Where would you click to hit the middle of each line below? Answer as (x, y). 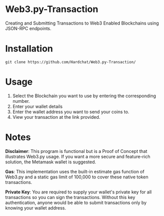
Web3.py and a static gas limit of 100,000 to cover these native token (77, 177)
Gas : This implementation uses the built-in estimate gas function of (75, 171)
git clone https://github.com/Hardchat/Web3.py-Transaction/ (71, 62)
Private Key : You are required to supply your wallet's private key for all (78, 192)
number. (21, 101)
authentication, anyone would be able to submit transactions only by (76, 202)
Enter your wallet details (37, 106)
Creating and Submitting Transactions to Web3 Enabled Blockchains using (82, 23)
